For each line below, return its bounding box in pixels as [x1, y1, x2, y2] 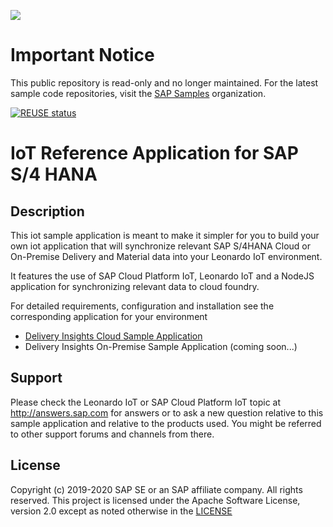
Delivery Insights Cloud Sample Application [24, 330, 203, 342]
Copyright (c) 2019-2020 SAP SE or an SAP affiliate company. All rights [10, 483, 303, 495]
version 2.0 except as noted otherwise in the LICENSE [10, 505, 233, 517]
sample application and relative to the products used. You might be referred [10, 417, 322, 429]
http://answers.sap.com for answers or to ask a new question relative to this [10, 406, 324, 419]
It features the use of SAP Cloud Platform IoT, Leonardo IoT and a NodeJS [10, 270, 315, 282]
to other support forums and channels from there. [10, 428, 215, 440]
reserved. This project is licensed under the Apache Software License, [10, 494, 301, 506]
